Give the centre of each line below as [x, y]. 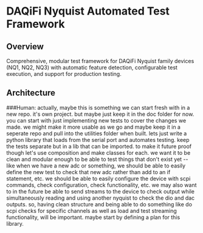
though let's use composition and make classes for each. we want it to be [98, 152]
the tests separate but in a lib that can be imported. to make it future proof [99, 146]
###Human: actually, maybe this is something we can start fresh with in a [98, 107]
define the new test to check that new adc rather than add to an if [88, 172]
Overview [25, 46]
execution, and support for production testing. [64, 74]
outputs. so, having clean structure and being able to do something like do [99, 204]
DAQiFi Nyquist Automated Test [88, 11]
